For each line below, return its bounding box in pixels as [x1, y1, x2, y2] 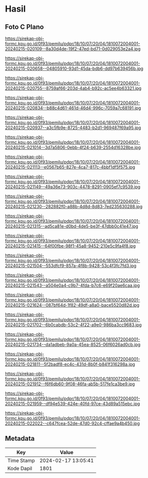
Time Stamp [7, 457, 35, 464]
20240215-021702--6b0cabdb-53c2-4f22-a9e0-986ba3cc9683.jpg [5, 322, 142, 328]
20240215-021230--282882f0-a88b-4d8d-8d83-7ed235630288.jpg [5, 204, 143, 209]
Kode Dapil [7, 465, 32, 472]
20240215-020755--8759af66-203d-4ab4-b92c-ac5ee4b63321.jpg [5, 85, 142, 91]
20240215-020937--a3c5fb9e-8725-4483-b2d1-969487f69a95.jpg [5, 125, 141, 131]
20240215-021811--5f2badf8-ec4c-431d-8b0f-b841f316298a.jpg [5, 362, 135, 367]
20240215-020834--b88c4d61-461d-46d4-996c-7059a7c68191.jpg [5, 105, 141, 111]
